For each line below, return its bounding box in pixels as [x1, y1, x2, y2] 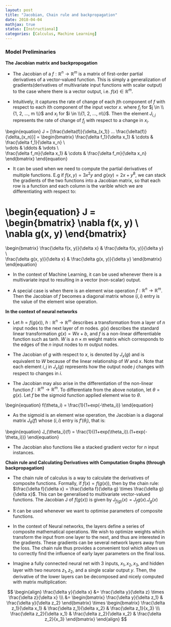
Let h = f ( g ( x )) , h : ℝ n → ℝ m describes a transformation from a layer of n [12, 318, 165, 326]
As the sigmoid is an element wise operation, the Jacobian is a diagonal [12, 412, 163, 418]
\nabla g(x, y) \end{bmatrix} [5, 228, 127, 239]
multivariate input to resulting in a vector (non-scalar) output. [12, 276, 141, 282]
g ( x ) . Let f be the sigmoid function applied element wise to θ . [12, 392, 141, 398]
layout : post [5, 7, 33, 13]
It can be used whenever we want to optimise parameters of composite [12, 508, 163, 514]
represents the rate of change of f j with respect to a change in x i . [12, 117, 150, 125]
